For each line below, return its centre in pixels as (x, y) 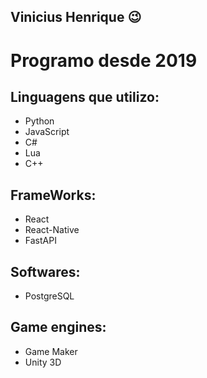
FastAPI (40, 241)
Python (39, 121)
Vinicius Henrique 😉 (76, 17)
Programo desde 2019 (104, 60)
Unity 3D (43, 362)
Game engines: (58, 327)
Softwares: (45, 271)
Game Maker (51, 351)
